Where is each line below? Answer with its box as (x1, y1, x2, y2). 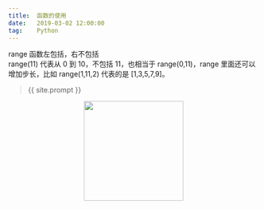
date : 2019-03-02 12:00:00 (8, 19, 105, 27)
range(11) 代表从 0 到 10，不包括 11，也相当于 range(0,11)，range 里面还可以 (8, 59, 256, 69)
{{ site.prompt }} (27, 85, 82, 95)
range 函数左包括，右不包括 (8, 49, 99, 59)
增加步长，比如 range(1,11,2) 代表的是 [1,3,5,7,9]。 (8, 69, 169, 79)
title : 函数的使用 (8, 11, 67, 20)
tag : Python (8, 26, 59, 34)
